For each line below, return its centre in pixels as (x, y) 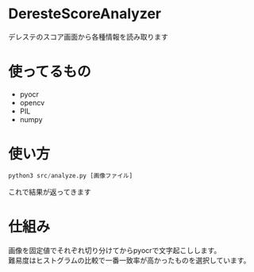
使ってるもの (50, 72)
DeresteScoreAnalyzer (85, 14)
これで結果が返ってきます (50, 192)
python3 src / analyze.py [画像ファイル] (71, 175)
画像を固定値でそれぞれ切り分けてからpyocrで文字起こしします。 (115, 250)
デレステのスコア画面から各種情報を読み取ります (88, 36)
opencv (32, 102)
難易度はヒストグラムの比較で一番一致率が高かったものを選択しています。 (129, 260)
